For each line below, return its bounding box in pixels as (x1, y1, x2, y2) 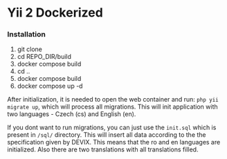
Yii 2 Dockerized (7, 5, 104, 21)
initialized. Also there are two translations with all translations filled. (7, 145, 199, 153)
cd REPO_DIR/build (17, 53, 71, 61)
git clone (17, 45, 43, 53)
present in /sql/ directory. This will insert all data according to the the (7, 131, 206, 139)
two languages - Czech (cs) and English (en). (7, 110, 136, 118)
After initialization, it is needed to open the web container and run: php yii (7, 95, 219, 104)
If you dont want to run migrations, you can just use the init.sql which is (7, 123, 217, 132)
